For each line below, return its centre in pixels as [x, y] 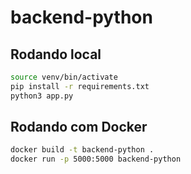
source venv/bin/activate [64, 77]
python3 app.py [42, 96]
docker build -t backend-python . [82, 150]
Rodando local [56, 54]
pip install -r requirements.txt [80, 86]
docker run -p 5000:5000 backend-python [96, 159]
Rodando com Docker [79, 127]
